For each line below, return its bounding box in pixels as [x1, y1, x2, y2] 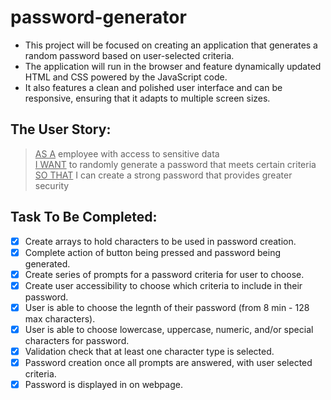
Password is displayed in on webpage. [24, 379, 183, 391]
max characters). [24, 312, 96, 325]
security [34, 179, 70, 191]
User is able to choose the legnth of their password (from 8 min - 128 [24, 301, 310, 313]
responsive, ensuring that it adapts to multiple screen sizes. [24, 92, 271, 104]
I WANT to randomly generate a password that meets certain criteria [34, 158, 317, 170]
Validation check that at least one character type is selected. [24, 345, 275, 357]
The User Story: [10, 121, 112, 138]
